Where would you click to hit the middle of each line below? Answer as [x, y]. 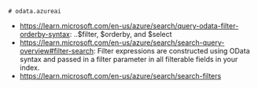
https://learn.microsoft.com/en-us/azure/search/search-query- [122, 42]
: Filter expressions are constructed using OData [171, 51]
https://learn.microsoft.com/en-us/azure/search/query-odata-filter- [129, 26]
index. [29, 68]
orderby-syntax [45, 34]
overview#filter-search [57, 51]
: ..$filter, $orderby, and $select [121, 34]
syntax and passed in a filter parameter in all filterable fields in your [129, 59]
